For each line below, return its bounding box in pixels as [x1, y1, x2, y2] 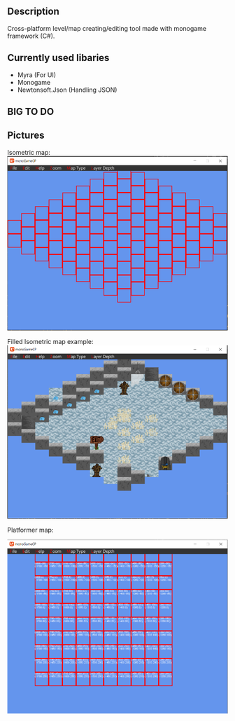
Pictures [7, 130, 45, 142]
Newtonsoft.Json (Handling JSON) [17, 85, 117, 94]
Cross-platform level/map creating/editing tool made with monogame [7, 24, 207, 32]
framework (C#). [7, 32, 55, 40]
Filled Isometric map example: [7, 337, 94, 345]
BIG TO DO [7, 106, 55, 118]
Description [7, 6, 59, 18]
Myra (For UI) [17, 70, 57, 79]
